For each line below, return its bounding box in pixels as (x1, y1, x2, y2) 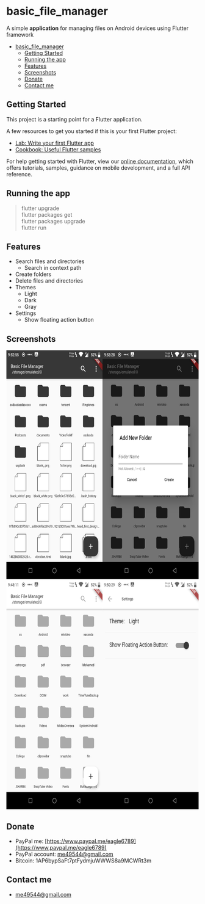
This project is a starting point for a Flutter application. (6, 115, 143, 123)
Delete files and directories (15, 277, 84, 284)
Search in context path (24, 264, 82, 272)
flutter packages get (21, 211, 73, 218)
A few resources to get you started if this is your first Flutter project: (6, 127, 177, 135)
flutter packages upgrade (21, 217, 85, 225)
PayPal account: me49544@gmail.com (15, 850, 114, 858)
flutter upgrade (21, 204, 60, 212)
